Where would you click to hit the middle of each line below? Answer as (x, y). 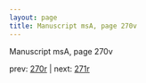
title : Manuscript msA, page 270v (73, 26)
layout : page (33, 17)
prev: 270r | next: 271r (50, 69)
